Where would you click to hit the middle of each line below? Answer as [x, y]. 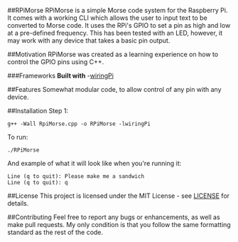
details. [18, 203]
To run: [18, 137]
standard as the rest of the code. [55, 232]
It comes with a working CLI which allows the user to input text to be [107, 18]
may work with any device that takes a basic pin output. [89, 41]
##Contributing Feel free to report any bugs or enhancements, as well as [114, 217]
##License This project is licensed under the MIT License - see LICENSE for [118, 196]
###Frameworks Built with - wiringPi [60, 75]
